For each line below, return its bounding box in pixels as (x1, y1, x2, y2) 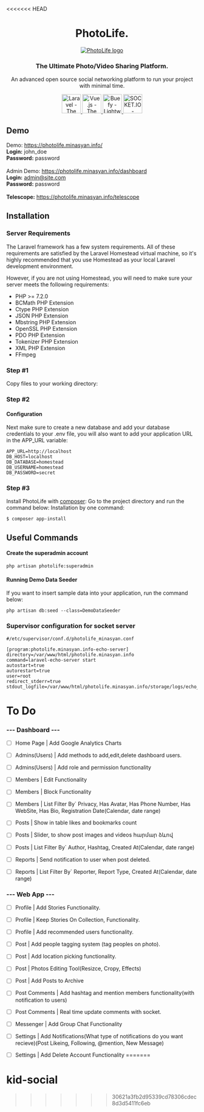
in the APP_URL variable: (6, 437, 68, 444)
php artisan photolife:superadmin (6, 563, 94, 569)
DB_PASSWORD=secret (6, 470, 56, 476)
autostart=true (6, 662, 45, 668)
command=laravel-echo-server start (6, 657, 97, 663)
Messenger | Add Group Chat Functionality (15, 1020, 123, 1027)
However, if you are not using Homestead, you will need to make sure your (6, 274, 192, 282)
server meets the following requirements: (6, 280, 109, 288)
